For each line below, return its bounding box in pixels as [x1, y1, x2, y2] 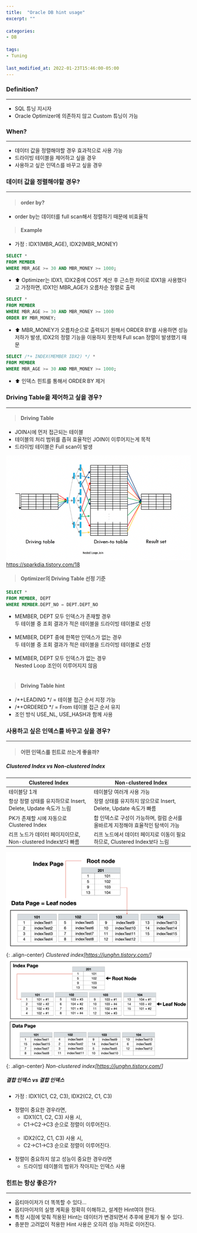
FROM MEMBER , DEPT [6, 595, 51, 602]
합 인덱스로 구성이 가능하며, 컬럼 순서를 [93, 814, 183, 821]
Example [20, 227, 43, 234]
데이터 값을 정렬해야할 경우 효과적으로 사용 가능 [14, 147, 123, 154]
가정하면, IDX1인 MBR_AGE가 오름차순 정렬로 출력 [21, 284, 135, 291]
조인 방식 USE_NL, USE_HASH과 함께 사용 [14, 711, 113, 718]
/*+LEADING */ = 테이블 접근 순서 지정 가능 [14, 696, 116, 703]
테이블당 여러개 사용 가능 [93, 788, 151, 795]
